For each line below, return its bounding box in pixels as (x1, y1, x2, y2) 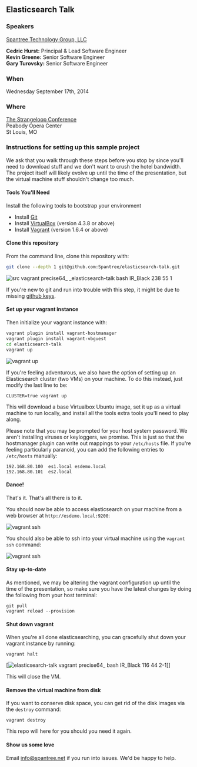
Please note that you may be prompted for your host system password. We (6, 427, 188, 434)
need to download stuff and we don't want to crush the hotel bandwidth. (6, 163, 182, 170)
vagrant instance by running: (6, 640, 76, 647)
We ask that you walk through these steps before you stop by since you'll (6, 156, 184, 164)
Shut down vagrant (6, 620, 54, 627)
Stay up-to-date (6, 566, 46, 573)
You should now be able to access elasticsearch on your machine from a (6, 505, 182, 512)
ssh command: (6, 541, 42, 548)
